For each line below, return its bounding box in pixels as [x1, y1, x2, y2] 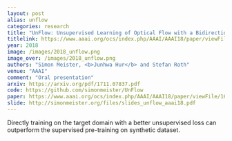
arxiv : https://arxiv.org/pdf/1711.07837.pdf [7, 80, 140, 87]
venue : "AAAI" [7, 67, 48, 74]
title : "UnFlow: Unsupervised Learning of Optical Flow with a [7, 29, 193, 36]
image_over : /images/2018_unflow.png [7, 55, 116, 62]
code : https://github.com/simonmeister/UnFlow [7, 87, 144, 94]
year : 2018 [7, 42, 39, 49]
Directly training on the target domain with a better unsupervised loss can [7, 118, 217, 127]
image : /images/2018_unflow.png [7, 49, 100, 56]
